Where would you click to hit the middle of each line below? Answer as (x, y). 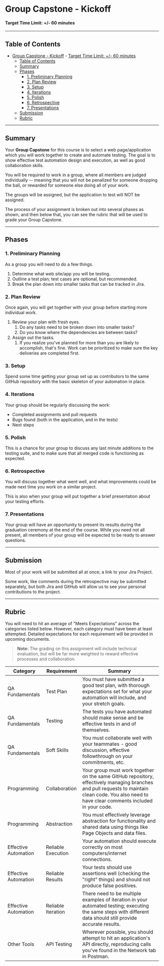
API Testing (59, 945)
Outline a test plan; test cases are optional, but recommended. (75, 279)
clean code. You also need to (115, 795)
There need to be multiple (112, 894)
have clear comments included (117, 801)
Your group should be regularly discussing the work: (58, 405)
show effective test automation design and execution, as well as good (75, 160)
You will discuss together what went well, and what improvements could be (81, 482)
